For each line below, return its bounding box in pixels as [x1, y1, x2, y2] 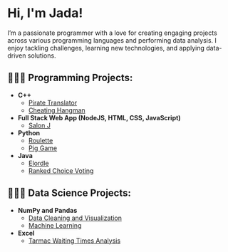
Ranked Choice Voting [28, 166, 94, 175]
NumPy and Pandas [17, 206, 78, 214]
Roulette [28, 136, 53, 145]
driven [7, 51, 26, 60]
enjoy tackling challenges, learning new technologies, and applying [7, 43, 205, 52]
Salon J [28, 121, 51, 130]
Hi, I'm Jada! [7, 5, 83, 21]
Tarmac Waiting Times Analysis [28, 236, 121, 245]
